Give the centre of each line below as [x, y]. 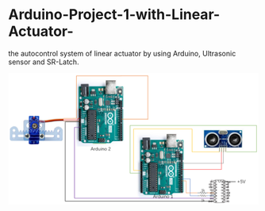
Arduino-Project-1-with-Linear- [114, 15]
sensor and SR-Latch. [44, 62]
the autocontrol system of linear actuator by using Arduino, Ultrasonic [122, 53]
